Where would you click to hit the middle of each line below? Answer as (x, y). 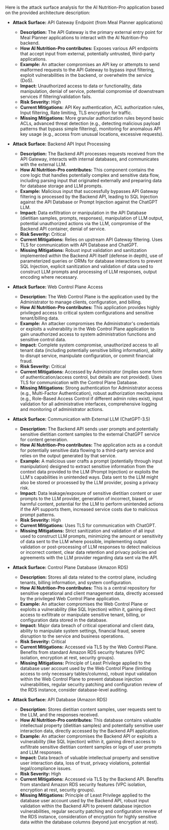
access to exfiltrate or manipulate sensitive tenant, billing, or (82, 615)
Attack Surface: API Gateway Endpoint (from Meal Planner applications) (88, 22)
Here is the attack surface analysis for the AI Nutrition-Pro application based (84, 7)
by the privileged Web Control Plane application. (70, 599)
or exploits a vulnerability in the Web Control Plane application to (87, 329)
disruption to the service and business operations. (72, 636)
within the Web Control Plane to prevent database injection (81, 679)
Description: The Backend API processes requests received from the (92, 154)
